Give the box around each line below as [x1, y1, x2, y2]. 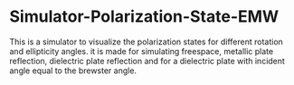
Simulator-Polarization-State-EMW [9, 6, 280, 27]
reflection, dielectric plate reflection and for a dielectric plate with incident [9, 55, 285, 66]
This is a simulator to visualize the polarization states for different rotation [9, 36, 283, 47]
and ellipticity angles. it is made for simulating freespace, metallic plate [9, 45, 274, 56]
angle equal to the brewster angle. [9, 65, 138, 76]
